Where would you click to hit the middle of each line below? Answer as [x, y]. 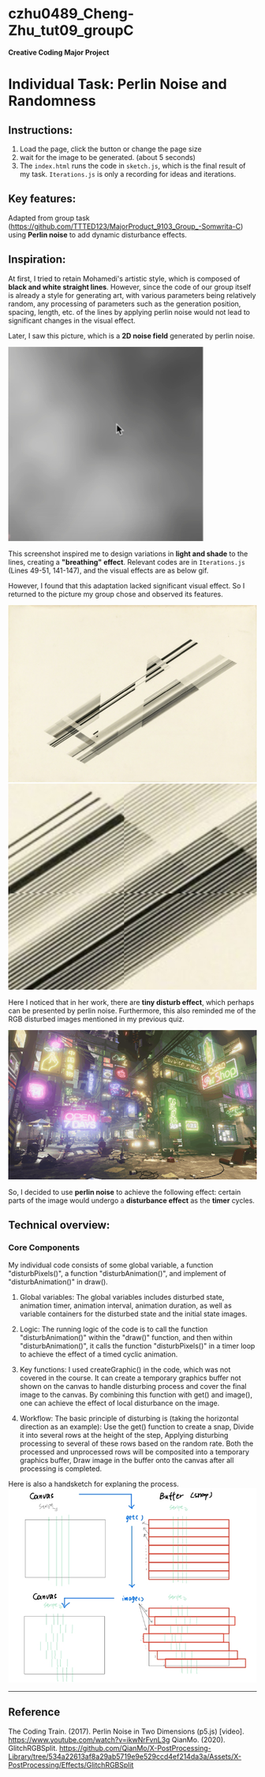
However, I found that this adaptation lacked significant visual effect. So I [127, 585]
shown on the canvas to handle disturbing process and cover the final [133, 1386]
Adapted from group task [49, 218]
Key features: [42, 199]
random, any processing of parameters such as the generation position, [125, 304]
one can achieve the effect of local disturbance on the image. [119, 1403]
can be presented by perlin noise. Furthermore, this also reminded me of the [132, 1011]
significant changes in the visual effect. [72, 320]
